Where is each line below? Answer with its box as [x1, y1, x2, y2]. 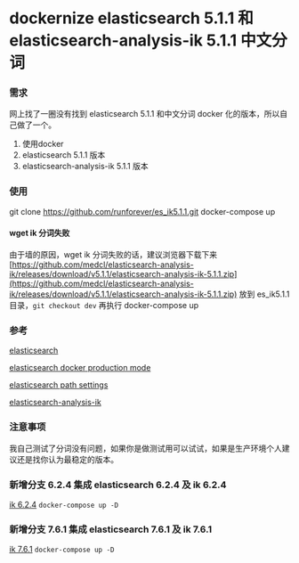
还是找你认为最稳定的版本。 [16, 453, 118, 464]
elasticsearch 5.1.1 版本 [21, 150, 106, 160]
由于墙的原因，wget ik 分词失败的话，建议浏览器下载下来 [9, 249, 218, 259]
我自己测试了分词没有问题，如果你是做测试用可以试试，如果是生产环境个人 [9, 443, 282, 453]
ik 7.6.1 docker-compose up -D [9, 544, 115, 555]
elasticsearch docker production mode [9, 363, 151, 373]
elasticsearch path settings [9, 379, 109, 390]
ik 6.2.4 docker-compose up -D [9, 499, 118, 510]
